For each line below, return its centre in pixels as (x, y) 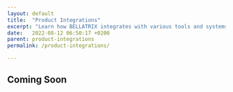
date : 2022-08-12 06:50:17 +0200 (59, 33)
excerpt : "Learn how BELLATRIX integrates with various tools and (105, 26)
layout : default (31, 13)
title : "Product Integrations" (54, 20)
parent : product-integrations (51, 39)
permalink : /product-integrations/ (59, 46)
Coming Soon (37, 80)
